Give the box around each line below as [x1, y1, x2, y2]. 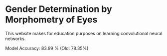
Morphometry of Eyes [5, 14, 98, 25]
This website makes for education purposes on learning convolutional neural [5, 30, 163, 36]
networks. [5, 36, 26, 42]
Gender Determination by [5, 3, 112, 15]
